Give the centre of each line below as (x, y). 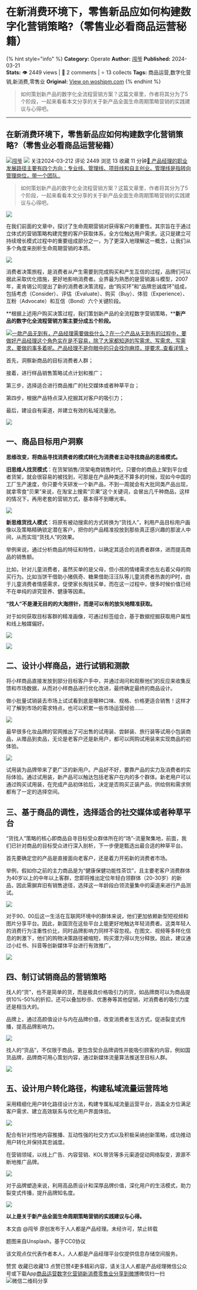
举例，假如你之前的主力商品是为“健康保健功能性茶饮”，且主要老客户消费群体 (98, 871)
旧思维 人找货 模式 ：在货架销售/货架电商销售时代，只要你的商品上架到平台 (94, 469)
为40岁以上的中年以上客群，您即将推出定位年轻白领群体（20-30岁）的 (91, 878)
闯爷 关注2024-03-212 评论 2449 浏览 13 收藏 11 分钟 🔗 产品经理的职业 (100, 161)
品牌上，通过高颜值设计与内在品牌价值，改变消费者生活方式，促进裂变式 (93, 1019)
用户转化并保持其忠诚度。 (37, 1142)
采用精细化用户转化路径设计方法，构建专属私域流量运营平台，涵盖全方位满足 (98, 1104)
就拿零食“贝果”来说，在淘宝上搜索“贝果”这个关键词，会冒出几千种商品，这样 (98, 491)
